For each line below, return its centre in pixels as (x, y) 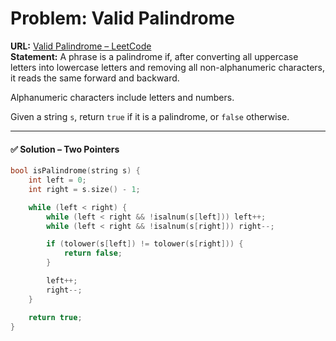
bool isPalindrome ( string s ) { (75, 171)
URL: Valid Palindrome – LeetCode (81, 46)
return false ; (93, 253)
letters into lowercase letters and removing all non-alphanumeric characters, (168, 67)
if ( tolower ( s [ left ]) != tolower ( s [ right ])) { (145, 244)
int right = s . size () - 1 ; (84, 189)
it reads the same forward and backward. (95, 78)
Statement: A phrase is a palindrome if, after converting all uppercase (154, 56)
